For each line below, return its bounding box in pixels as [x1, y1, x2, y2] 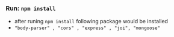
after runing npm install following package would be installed [14, 18, 168, 25]
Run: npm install [5, 4, 56, 13]
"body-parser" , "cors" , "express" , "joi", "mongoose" [14, 25, 161, 31]
